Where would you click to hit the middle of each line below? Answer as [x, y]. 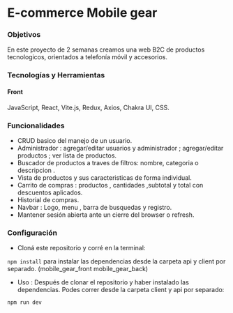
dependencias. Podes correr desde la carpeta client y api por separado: [121, 290]
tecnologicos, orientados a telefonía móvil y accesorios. [87, 57]
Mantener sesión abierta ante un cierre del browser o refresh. [106, 215]
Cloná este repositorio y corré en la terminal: [81, 248]
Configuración [32, 233]
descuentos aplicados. [50, 192]
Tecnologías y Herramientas [56, 75]
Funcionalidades [36, 125]
